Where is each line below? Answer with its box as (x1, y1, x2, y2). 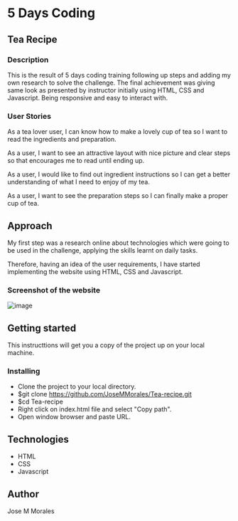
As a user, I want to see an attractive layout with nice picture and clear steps (7, 149, 231, 157)
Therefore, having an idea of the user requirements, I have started (7, 260, 200, 268)
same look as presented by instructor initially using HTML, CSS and (7, 85, 205, 94)
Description (7, 55, 49, 65)
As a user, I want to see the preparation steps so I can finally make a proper (7, 191, 229, 200)
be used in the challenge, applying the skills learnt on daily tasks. (7, 246, 198, 254)
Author (7, 488, 39, 500)
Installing (7, 367, 40, 377)
